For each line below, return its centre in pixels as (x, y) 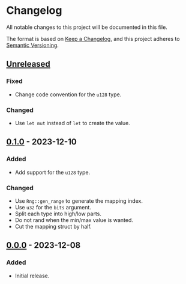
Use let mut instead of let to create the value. (72, 123)
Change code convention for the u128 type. (68, 94)
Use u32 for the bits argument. (53, 207)
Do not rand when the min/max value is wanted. (74, 220)
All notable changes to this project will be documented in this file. (87, 27)
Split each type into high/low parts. (58, 214)
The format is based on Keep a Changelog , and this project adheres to (93, 39)
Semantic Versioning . (32, 45)
